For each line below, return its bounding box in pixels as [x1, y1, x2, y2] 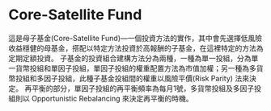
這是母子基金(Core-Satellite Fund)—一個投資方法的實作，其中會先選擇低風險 [8, 33, 263, 43]
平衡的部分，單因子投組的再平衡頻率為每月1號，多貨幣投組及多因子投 [31, 83, 261, 93]
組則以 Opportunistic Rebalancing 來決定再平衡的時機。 [8, 93, 193, 103]
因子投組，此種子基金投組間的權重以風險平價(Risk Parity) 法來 [43, 73, 249, 83]
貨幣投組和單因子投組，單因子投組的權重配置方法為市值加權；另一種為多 [15, 63, 256, 73]
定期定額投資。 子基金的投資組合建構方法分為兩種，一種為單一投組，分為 [8, 53, 252, 63]
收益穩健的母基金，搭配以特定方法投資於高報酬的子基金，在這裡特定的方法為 [8, 43, 264, 53]
